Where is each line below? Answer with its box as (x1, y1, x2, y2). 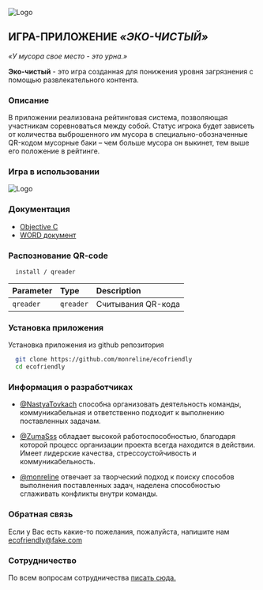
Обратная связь (8, 509, 73, 520)
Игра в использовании (8, 166, 100, 177)
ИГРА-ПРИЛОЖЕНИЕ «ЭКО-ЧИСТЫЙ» (8, 30, 209, 43)
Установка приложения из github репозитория (8, 340, 164, 350)
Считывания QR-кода (96, 299, 180, 309)
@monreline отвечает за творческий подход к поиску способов (19, 472, 235, 482)
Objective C (19, 221, 58, 231)
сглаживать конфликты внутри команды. (19, 489, 158, 498)
